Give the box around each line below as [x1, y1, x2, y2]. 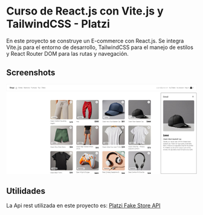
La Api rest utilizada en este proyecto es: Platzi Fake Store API [6, 202, 161, 210]
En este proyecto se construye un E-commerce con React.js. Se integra [6, 37, 184, 44]
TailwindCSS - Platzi [6, 17, 111, 31]
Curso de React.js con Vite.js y [6, 4, 164, 18]
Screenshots [6, 68, 56, 78]
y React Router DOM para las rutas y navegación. [6, 50, 129, 57]
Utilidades [6, 186, 46, 196]
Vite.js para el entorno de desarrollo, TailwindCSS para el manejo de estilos [6, 44, 193, 51]
